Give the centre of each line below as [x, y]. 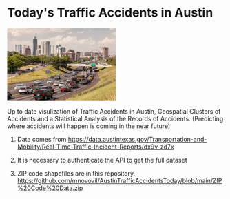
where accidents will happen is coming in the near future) [89, 126]
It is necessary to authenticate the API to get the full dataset [102, 160]
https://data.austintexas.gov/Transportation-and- [137, 139]
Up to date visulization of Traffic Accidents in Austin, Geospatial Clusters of [114, 111]
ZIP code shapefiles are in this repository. [76, 173]
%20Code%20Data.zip [50, 188]
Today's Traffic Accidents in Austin [110, 13]
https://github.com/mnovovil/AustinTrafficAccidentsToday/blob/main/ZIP [119, 180]
